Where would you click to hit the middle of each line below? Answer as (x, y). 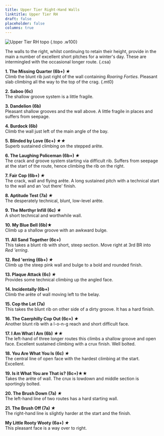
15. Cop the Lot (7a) (25, 304)
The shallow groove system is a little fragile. (49, 97)
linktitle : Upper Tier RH (31, 14)
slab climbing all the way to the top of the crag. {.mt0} (59, 82)
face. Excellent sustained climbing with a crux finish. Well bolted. (70, 344)
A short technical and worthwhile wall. (44, 216)
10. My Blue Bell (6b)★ (29, 225)
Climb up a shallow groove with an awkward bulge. (56, 230)
